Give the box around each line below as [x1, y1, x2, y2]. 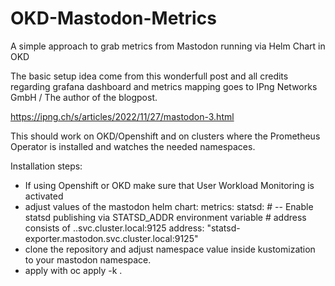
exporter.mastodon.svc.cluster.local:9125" [24, 232, 199, 244]
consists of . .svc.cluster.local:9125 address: [24, 222, 205, 234]
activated [24, 190, 64, 202]
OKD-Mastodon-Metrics [10, 7, 217, 30]
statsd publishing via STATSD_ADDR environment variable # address [24, 211, 307, 223]
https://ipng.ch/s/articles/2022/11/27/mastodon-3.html [10, 110, 235, 122]
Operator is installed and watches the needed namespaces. [10, 140, 256, 152]
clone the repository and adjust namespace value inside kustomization [24, 243, 316, 255]
